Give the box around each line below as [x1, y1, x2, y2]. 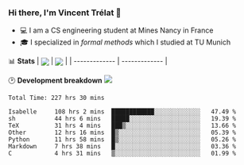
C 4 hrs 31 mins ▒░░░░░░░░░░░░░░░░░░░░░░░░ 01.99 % [8, 150, 237, 158]
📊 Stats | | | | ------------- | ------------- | [8, 56, 168, 66]
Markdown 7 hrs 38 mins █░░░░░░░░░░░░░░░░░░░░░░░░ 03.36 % [8, 143, 237, 151]
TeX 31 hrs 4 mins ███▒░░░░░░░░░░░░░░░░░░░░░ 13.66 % [8, 122, 237, 130]
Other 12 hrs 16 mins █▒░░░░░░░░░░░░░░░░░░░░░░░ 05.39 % [8, 129, 237, 137]
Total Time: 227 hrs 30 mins [8, 94, 105, 102]
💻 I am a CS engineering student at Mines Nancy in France [19, 25, 214, 35]
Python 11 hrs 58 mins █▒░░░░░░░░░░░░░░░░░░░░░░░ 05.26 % [8, 136, 237, 144]
